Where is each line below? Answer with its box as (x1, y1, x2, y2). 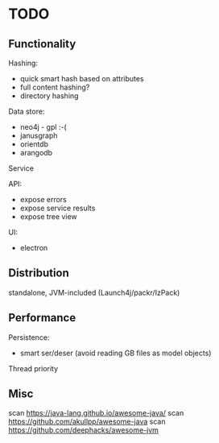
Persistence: (8, 332, 50, 342)
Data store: (8, 106, 45, 116)
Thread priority (8, 363, 59, 373)
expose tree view (19, 212, 78, 221)
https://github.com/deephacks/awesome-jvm (8, 425, 159, 435)
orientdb (19, 139, 49, 149)
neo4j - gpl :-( (19, 122, 67, 131)
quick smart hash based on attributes (19, 74, 144, 83)
